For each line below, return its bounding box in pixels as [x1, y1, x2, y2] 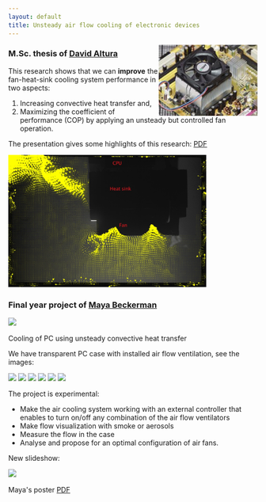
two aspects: [8, 83, 51, 93]
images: [8, 357, 34, 367]
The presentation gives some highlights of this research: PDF [8, 139, 207, 148]
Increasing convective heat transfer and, [19, 98, 152, 108]
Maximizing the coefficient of [19, 107, 116, 116]
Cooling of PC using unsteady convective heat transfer [8, 333, 188, 343]
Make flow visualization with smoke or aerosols [19, 420, 174, 431]
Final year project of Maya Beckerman [8, 299, 158, 310]
